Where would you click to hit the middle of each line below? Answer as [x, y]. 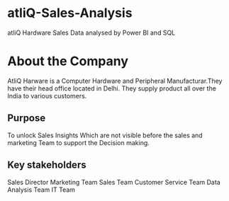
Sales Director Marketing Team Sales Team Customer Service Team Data [114, 182]
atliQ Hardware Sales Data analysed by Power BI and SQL [91, 33]
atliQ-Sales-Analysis [70, 13]
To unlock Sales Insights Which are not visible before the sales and [105, 135]
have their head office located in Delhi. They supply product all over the [112, 88]
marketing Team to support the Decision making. [79, 142]
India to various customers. [47, 96]
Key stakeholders [47, 165]
